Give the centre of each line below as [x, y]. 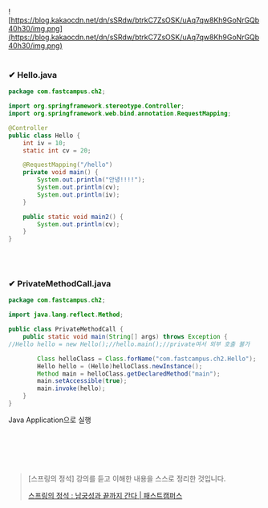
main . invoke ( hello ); [71, 388]
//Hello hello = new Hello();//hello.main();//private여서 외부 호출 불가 [129, 344]
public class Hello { [45, 136]
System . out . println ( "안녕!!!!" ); [91, 180]
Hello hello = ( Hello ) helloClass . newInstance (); [120, 366]
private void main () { [61, 173]
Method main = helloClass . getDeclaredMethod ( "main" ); [129, 374]
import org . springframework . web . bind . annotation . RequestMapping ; [120, 114]
